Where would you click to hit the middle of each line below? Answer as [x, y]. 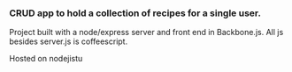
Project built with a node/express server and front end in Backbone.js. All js [146, 32]
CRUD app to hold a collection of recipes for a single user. [135, 13]
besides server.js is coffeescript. [69, 41]
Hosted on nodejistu [46, 59]
